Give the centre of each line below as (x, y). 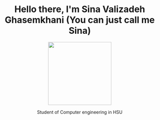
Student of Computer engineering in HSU (80, 112)
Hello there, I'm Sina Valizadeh (80, 9)
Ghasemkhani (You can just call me (80, 20)
